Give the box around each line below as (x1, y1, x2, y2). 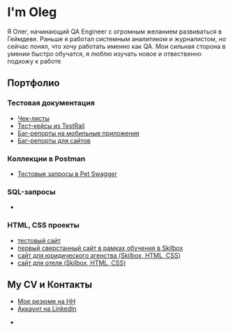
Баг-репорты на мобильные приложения (17, 128, 140, 137)
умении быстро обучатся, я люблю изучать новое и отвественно (7, 50, 202, 58)
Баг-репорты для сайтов (17, 136, 91, 145)
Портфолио (7, 78, 60, 89)
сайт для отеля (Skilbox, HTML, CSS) (17, 258, 126, 267)
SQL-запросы (7, 186, 56, 196)
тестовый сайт (17, 236, 61, 244)
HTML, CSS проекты (7, 221, 80, 230)
